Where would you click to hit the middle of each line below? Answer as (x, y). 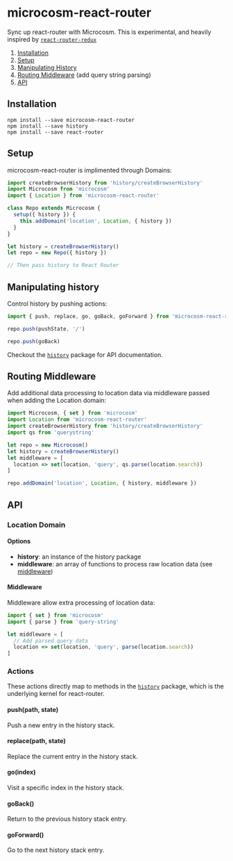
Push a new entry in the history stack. (61, 725)
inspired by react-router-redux (52, 39)
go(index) (21, 772)
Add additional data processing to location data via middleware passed (109, 393)
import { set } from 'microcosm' (55, 615)
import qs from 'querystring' (51, 433)
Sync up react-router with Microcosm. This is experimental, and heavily (109, 32)
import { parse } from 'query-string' (63, 622)
